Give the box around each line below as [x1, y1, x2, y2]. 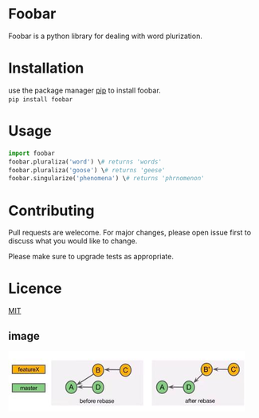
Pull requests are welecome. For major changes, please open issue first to [8, 228, 252, 238]
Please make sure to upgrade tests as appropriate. [8, 252, 174, 262]
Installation [8, 59, 84, 77]
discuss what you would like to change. [8, 236, 138, 246]
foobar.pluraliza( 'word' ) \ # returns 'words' [8, 157, 162, 166]
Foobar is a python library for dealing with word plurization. [8, 31, 203, 41]
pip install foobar [8, 95, 73, 104]
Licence [8, 280, 62, 298]
